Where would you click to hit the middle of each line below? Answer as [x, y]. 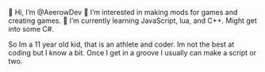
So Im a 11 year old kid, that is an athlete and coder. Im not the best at [121, 44]
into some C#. [31, 29]
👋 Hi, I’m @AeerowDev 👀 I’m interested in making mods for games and [123, 12]
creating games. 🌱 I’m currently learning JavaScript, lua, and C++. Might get [133, 21]
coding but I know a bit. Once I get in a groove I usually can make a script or [132, 53]
